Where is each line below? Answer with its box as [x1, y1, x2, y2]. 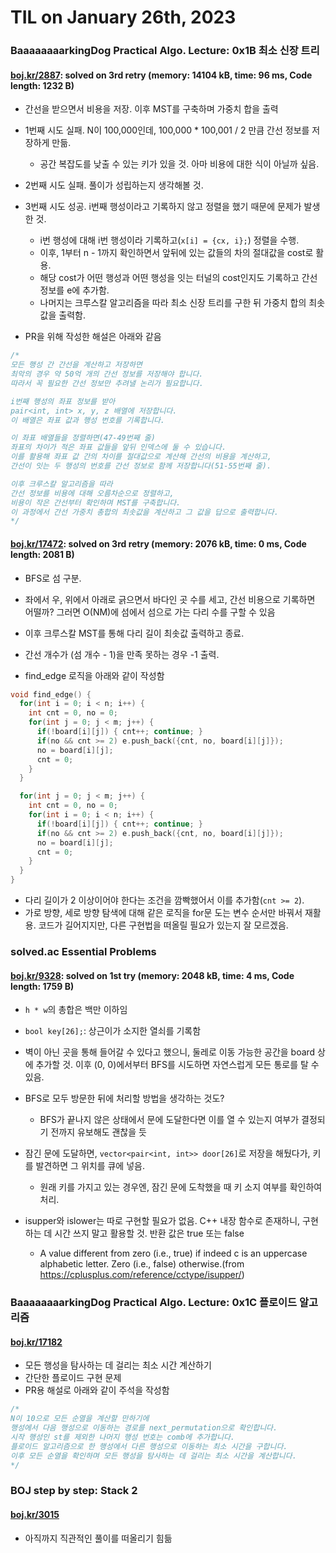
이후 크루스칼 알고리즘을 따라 [10, 479, 113, 489]
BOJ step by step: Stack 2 [10, 1484, 138, 1498]
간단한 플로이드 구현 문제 [24, 1372, 122, 1384]
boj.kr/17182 [10, 1336, 63, 1348]
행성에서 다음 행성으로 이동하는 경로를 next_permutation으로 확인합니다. [10, 1423, 278, 1433]
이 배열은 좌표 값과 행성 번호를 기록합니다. [10, 415, 166, 425]
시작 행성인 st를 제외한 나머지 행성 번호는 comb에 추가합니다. [10, 1432, 235, 1442]
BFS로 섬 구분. [24, 572, 82, 584]
